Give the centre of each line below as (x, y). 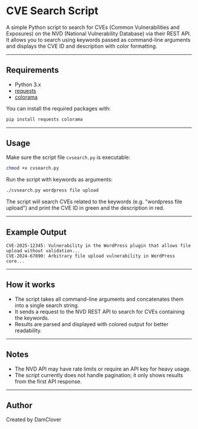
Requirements (32, 70)
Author (19, 406)
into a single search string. (47, 305)
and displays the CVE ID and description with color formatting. (82, 46)
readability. (28, 330)
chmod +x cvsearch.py (33, 168)
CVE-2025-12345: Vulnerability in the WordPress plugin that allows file (99, 246)
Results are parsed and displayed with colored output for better (92, 324)
